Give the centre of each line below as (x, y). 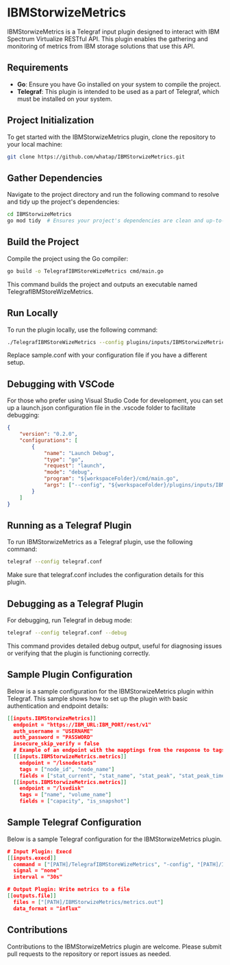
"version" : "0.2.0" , (49, 434)
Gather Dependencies (55, 178)
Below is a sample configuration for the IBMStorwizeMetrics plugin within (111, 691)
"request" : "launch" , (75, 466)
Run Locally (33, 313)
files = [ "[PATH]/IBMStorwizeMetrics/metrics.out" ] (89, 902)
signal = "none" (36, 871)
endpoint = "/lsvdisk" (52, 789)
